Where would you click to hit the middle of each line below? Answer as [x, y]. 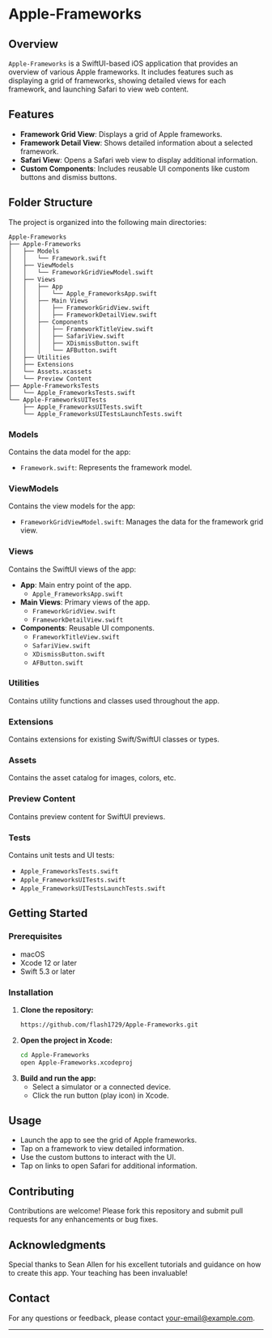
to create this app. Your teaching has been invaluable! [98, 1273]
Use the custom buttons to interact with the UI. [98, 1157]
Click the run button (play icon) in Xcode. [100, 1095]
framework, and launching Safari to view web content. [98, 89]
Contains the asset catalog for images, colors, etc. [92, 778]
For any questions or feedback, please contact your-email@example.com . [132, 1318]
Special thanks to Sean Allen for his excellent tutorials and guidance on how [135, 1264]
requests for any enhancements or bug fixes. [83, 1220]
